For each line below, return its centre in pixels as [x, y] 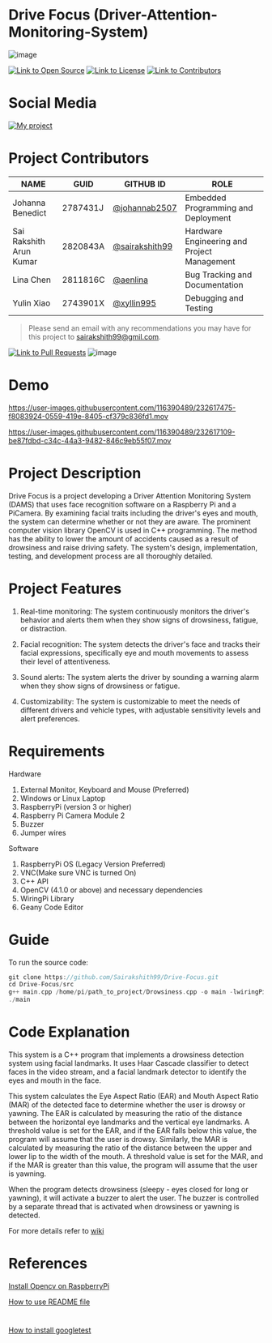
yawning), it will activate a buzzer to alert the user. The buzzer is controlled [134, 1198]
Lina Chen [32, 280]
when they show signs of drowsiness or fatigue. [100, 686]
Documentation [214, 284]
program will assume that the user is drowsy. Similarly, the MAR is [118, 1139]
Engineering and [216, 241]
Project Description [75, 473]
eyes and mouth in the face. [55, 1080]
